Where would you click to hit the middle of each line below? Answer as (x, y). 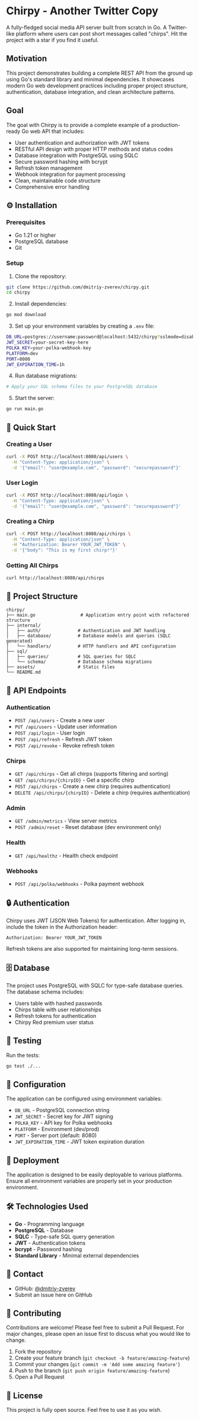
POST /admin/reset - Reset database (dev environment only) (88, 827)
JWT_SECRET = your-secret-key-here (47, 342)
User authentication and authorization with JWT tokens (82, 142)
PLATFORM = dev (22, 353)
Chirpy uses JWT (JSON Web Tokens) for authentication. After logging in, (96, 920)
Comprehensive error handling (52, 187)
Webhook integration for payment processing (70, 174)
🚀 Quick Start (31, 428)
